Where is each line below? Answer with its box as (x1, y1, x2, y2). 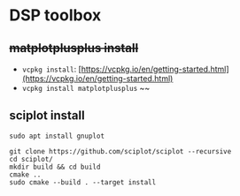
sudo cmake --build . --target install (9, 177, 157, 186)
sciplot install (9, 108, 86, 124)
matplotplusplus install (9, 41, 139, 56)
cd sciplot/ (9, 155, 53, 163)
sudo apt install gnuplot (9, 132, 105, 140)
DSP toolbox (9, 5, 102, 26)
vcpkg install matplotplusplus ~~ (21, 83, 151, 93)
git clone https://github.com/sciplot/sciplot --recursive (9, 147, 232, 155)
